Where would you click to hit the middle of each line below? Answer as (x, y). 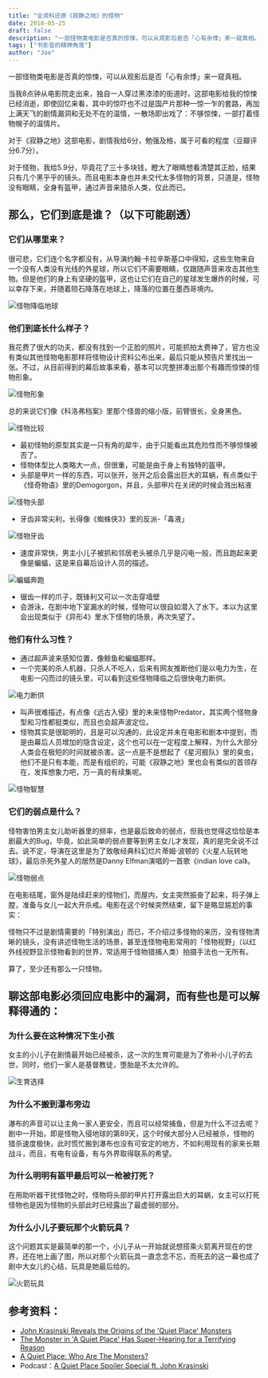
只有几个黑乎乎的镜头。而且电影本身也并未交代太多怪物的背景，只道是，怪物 (134, 177)
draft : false (30, 30)
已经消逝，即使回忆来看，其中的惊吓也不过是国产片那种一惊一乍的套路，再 (130, 103)
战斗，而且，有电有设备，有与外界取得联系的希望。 (92, 1153)
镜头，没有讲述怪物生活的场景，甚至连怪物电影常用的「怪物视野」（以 (136, 941)
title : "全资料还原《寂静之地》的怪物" (66, 16)
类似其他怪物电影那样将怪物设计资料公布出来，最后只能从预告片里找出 (130, 357)
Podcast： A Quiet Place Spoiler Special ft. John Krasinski (114, 1365)
